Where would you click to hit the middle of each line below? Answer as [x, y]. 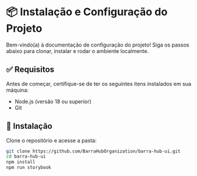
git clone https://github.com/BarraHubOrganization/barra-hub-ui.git [93, 151]
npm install [21, 162]
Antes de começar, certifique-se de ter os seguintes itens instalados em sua [99, 84]
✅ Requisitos [30, 70]
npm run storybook [29, 168]
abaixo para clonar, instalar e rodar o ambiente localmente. [78, 51]
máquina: [17, 90]
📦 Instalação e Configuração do [87, 12]
